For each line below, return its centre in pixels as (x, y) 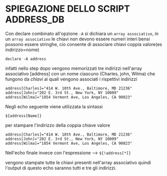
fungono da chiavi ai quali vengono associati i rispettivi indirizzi (71, 79)
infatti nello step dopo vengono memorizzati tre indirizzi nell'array (74, 68)
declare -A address (26, 59)
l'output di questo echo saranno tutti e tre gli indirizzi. (61, 168)
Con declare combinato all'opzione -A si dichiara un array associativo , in (82, 33)
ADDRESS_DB (35, 19)
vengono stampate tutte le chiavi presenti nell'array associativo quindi (78, 162)
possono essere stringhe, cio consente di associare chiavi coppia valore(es (84, 44)
